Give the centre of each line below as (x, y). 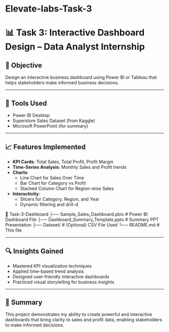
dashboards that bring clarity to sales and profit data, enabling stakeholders (84, 320)
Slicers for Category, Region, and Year (60, 199)
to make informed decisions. (35, 325)
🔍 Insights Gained (34, 251)
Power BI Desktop (31, 115)
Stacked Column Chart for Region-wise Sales (67, 188)
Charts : (20, 172)
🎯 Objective (24, 65)
